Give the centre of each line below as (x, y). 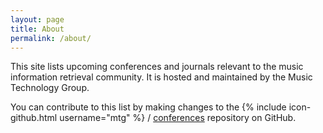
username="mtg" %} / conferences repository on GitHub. (178, 118)
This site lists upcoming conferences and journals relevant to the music (157, 67)
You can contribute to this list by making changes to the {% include (148, 107)
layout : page (37, 19)
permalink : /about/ (51, 38)
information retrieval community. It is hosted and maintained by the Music (161, 77)
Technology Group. (50, 88)
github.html (34, 118)
